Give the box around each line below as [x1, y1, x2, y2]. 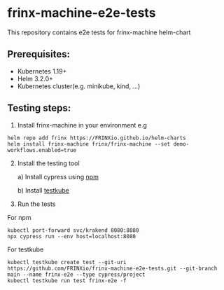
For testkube [7, 245, 44, 254]
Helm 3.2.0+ [17, 74, 54, 83]
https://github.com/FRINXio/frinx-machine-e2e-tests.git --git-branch [7, 265, 218, 272]
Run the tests [17, 200, 56, 208]
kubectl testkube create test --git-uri [7, 258, 127, 265]
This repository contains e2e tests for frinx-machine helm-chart [7, 28, 191, 36]
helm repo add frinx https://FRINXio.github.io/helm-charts [7, 134, 187, 141]
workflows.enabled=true [7, 146, 77, 153]
